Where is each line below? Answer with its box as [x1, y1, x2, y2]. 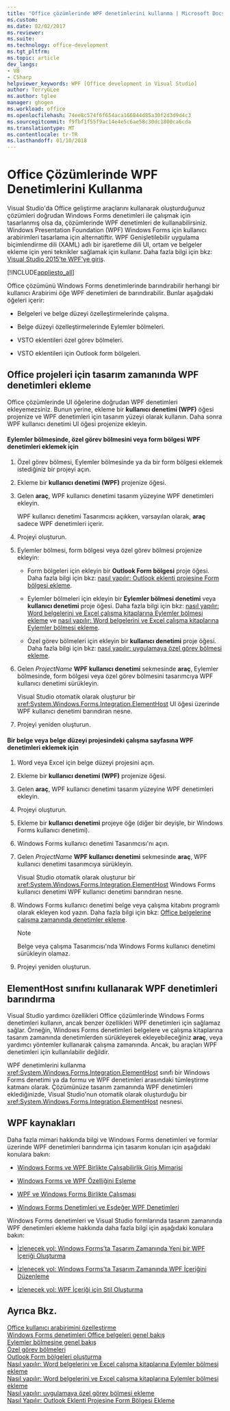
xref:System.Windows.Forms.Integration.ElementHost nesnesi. [7, 1097, 183, 1106]
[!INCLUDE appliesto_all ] [7, 269, 75, 277]
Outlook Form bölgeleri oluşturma [7, 1352, 102, 1360]
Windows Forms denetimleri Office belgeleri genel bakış [7, 1330, 166, 1339]
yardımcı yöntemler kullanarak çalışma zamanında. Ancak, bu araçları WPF [7, 1040, 218, 1049]
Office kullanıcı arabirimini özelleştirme [7, 1323, 116, 1332]
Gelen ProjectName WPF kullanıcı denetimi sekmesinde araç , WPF [16, 853, 207, 861]
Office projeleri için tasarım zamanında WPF [7, 369, 199, 381]
